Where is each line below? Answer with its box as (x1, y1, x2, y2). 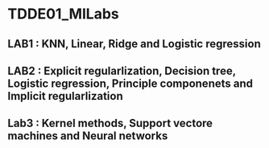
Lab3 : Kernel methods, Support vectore (7, 117, 213, 130)
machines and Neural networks (7, 129, 168, 143)
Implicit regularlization (7, 89, 123, 103)
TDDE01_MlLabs (7, 5, 119, 23)
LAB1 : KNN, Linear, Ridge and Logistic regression (7, 37, 261, 51)
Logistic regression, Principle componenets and (7, 76, 253, 90)
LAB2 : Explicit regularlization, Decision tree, (7, 64, 237, 77)
